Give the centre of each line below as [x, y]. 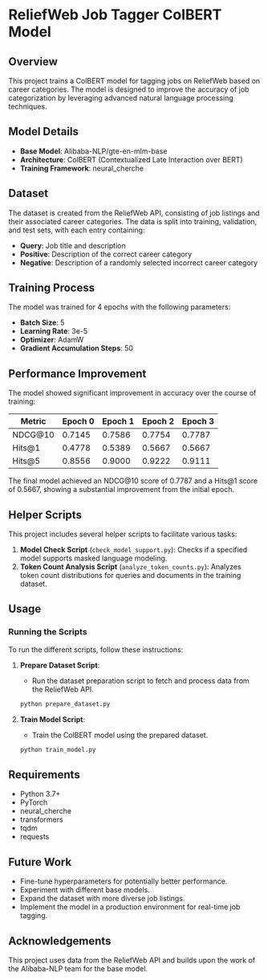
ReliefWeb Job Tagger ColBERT [115, 15]
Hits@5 [26, 461]
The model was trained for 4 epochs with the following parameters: [120, 307]
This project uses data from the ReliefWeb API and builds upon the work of [132, 960]
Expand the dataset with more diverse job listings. [102, 899]
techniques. [28, 107]
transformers [41, 820]
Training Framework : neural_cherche [82, 168]
